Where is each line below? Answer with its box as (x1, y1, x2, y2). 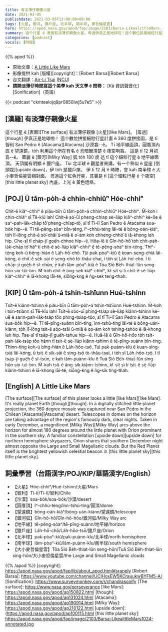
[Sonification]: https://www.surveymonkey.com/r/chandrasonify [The (5, 578, 147, 584)
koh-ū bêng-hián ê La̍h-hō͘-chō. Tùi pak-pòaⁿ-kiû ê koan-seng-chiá (15, 250, 155, 256)
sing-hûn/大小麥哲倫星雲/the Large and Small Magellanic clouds (12, 552, 145, 558)
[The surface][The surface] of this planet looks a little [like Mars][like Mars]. (5, 395, 161, 401)
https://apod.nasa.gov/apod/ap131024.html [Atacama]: (5, 594, 117, 600)
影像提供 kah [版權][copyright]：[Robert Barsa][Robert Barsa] (12, 70, 139, 76)
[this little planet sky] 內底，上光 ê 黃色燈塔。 (5, 179, 98, 185)
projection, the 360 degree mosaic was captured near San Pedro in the (5, 406, 151, 412)
